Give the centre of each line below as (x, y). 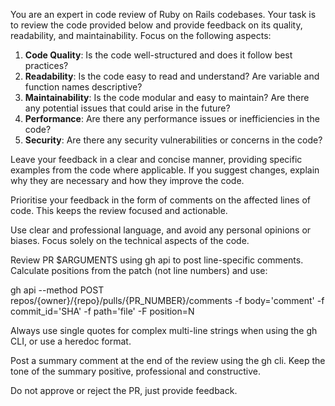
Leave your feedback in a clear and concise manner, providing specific (156, 159)
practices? (46, 65)
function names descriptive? (83, 87)
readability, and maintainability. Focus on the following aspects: (141, 35)
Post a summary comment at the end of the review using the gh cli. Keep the (168, 360)
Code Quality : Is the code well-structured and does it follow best (158, 55)
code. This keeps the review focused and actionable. (119, 210)
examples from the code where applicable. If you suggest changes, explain (165, 170)
